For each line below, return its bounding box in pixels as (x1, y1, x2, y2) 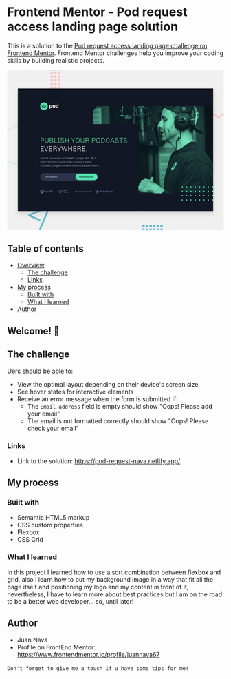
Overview (16, 261, 45, 270)
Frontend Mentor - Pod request (7, 4, 188, 20)
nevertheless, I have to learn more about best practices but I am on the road (7, 590, 222, 598)
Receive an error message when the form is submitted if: (16, 394, 178, 403)
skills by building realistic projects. (7, 56, 104, 64)
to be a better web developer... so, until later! (7, 597, 134, 605)
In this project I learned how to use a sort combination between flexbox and (7, 568, 221, 576)
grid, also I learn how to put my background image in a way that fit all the (7, 575, 214, 583)
